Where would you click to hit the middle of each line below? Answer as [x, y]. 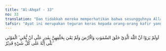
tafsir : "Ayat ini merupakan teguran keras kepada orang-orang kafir [78, 24]
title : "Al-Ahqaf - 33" [30, 10]
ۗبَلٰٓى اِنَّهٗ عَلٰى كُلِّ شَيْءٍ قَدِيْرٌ [29, 43]
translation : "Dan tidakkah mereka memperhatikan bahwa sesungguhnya [78, 19]
